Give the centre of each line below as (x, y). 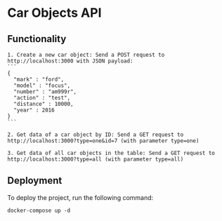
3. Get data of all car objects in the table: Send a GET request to (111, 153)
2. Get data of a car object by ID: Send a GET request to (96, 135)
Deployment (35, 181)
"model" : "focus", (42, 86)
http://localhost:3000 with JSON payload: (70, 61)
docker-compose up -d (39, 210)
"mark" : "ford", (39, 79)
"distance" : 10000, (44, 104)
